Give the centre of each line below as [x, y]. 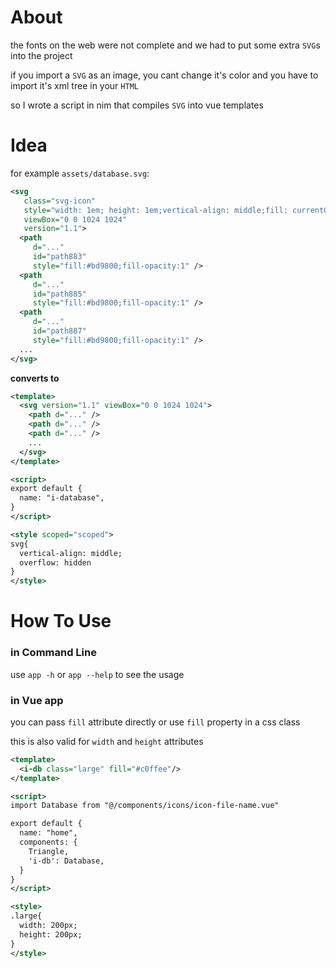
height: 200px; [51, 934]
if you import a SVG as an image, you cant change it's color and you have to [164, 75]
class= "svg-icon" [60, 201]
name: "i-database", [62, 498]
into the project [41, 55]
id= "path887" [59, 331]
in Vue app [37, 700]
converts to [35, 378]
